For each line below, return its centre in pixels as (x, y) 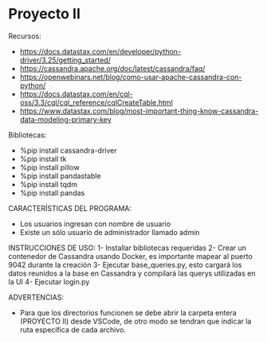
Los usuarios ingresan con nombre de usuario (95, 224)
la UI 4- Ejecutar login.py (49, 281)
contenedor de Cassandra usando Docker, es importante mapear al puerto (130, 256)
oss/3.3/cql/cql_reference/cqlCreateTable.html (96, 102)
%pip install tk (43, 159)
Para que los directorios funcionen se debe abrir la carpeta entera (128, 312)
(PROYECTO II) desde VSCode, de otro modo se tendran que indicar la (135, 321)
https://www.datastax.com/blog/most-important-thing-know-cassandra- (139, 111)
